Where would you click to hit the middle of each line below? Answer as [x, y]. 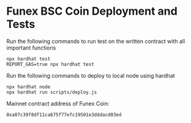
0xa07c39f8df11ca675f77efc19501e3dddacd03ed [64, 114]
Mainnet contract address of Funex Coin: [58, 103]
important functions [31, 48]
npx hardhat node [28, 87]
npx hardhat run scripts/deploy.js [52, 92]
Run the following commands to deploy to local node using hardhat [91, 75]
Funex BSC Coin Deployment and [92, 11]
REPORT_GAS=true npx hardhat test [51, 64]
